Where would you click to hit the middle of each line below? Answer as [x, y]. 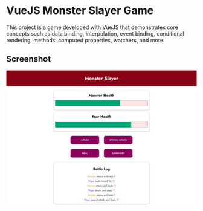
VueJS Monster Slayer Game [80, 11]
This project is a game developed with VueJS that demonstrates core [92, 27]
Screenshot [29, 59]
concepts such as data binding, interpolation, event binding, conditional [95, 33]
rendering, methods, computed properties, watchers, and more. [85, 40]
